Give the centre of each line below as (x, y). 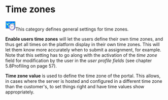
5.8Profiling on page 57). (31, 66)
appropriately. (20, 92)
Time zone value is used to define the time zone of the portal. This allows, (83, 76)
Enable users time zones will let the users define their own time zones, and (84, 39)
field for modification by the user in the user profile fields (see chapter (79, 60)
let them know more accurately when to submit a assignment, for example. (83, 50)
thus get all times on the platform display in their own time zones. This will (82, 44)
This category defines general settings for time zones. (72, 29)
